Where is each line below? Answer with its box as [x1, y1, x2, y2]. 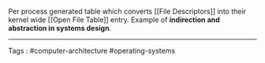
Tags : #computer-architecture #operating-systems [8, 46, 176, 55]
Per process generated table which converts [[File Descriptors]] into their [8, 7, 247, 16]
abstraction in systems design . [8, 24, 112, 32]
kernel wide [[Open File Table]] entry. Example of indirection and [8, 15, 221, 24]
